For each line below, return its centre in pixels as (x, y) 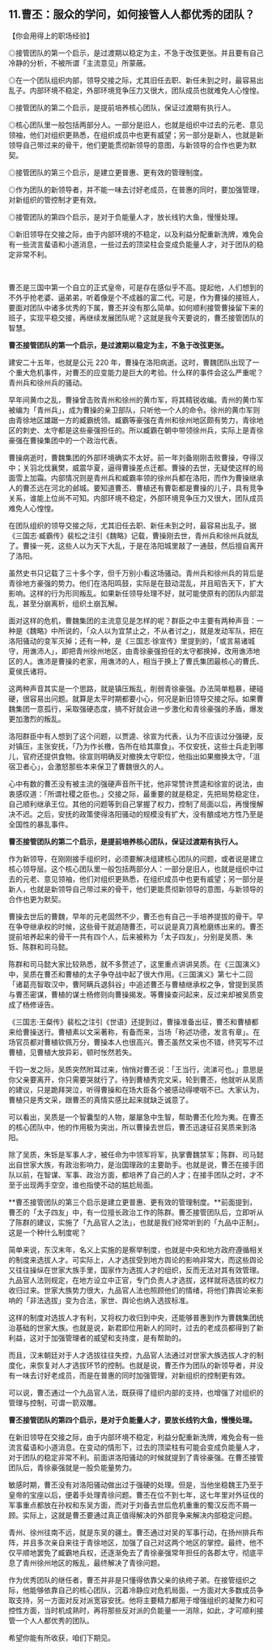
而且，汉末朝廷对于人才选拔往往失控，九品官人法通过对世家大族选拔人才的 (132, 1355)
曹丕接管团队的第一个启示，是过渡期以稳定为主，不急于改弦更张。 (118, 345)
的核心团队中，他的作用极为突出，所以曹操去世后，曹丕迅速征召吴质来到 (129, 1127)
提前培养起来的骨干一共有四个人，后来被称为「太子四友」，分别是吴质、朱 (131, 936)
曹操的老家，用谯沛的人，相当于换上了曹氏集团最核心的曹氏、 (161, 661)
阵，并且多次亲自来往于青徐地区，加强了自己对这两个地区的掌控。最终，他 (132, 1542)
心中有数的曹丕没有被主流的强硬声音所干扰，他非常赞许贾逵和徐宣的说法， (132, 784)
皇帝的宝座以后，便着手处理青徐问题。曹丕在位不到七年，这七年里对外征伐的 (136, 1494)
